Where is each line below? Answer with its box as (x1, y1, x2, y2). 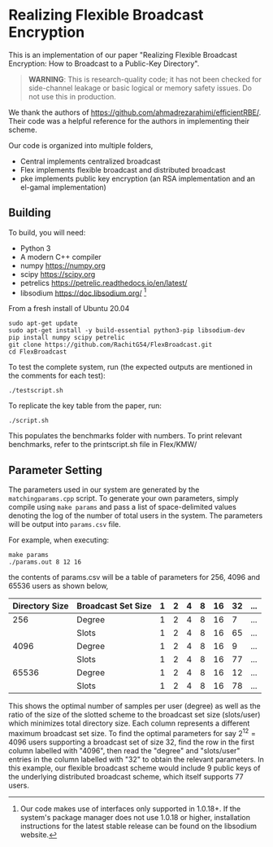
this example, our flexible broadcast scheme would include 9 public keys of (8, 763, 261, 773)
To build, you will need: (8, 227, 86, 237)
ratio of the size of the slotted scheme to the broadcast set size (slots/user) (8, 710, 261, 720)
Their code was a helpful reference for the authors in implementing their (8, 116, 250, 125)
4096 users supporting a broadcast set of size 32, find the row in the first (8, 737, 254, 747)
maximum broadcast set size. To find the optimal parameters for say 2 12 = (8, 727, 256, 738)
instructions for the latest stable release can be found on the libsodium (19, 821, 258, 831)
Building (8, 206, 51, 220)
